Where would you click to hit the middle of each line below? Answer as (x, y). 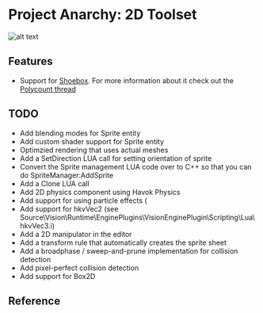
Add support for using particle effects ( (84, 200)
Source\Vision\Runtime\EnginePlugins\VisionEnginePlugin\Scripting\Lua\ (137, 217)
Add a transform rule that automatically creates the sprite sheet (123, 242)
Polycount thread (48, 89)
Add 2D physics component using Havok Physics (100, 192)
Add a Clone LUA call (54, 183)
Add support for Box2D (57, 276)
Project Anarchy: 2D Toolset (103, 15)
